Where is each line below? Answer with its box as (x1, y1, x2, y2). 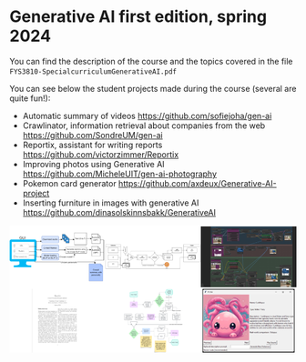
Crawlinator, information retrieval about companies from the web (22, 120, 266, 131)
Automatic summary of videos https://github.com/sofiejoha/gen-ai (22, 110, 272, 121)
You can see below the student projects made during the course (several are (9, 83, 297, 94)
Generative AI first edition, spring (9, 6, 267, 27)
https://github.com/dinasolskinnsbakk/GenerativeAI (22, 206, 217, 217)
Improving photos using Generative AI (22, 158, 166, 169)
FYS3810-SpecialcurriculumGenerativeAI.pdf (9, 66, 178, 76)
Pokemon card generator (22, 177, 117, 188)
